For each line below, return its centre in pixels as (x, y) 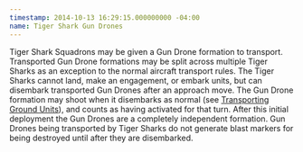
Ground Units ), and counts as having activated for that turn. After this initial (149, 109)
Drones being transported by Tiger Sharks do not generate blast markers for (151, 128)
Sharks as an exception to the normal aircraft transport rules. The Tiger (142, 71)
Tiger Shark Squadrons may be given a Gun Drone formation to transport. (146, 51)
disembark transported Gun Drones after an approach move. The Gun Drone (151, 90)
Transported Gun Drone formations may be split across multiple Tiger (139, 61)
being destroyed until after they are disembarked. (101, 138)
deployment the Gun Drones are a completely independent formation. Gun (147, 119)
